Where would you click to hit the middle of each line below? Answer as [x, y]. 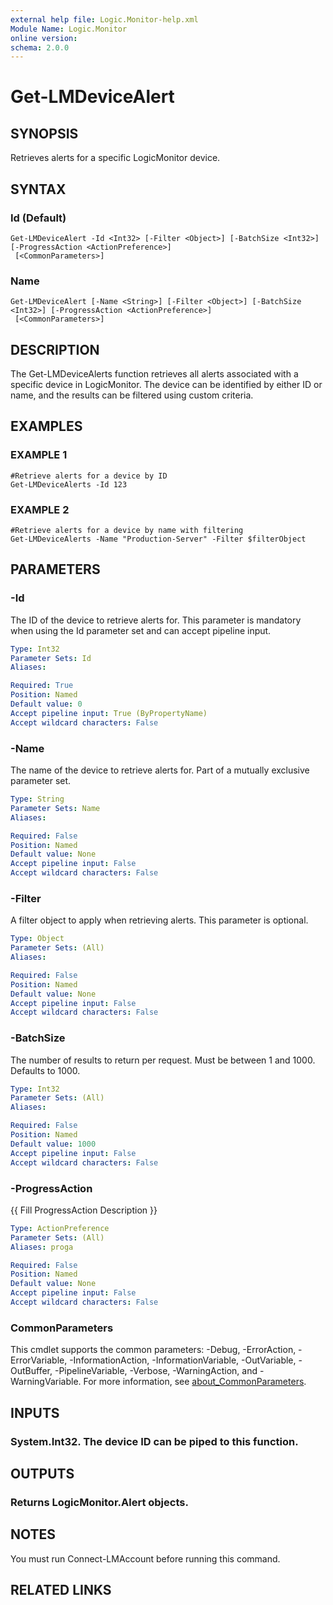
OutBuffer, [31, 1371]
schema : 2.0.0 [40, 47]
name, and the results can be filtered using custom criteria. [132, 395]
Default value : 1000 [53, 1144]
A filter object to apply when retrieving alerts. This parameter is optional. [159, 920]
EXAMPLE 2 [40, 509]
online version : [44, 38]
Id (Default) [38, 218]
